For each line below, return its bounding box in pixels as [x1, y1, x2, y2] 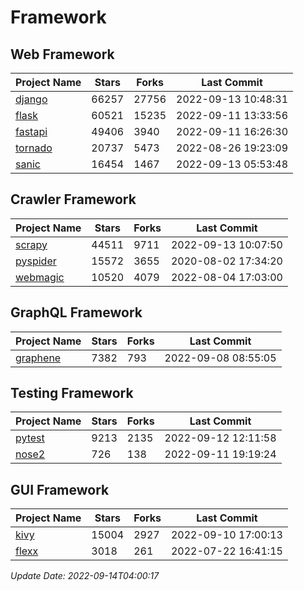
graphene [15, 351, 62, 365]
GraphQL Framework [10, 304, 143, 321]
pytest [15, 431, 45, 445]
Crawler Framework [10, 191, 137, 208]
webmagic [15, 270, 65, 284]
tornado [15, 141, 53, 155]
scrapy [15, 237, 48, 251]
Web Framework [10, 46, 115, 63]
